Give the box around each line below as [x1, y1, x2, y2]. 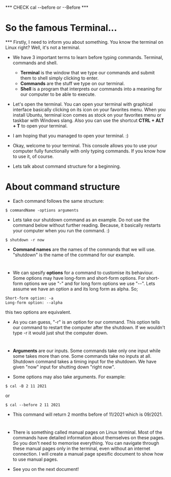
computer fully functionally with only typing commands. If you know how [12, 148, 166, 154]
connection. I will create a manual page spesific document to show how [12, 451, 164, 457]
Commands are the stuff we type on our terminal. [20, 80, 125, 86]
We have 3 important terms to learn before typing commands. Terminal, [12, 54, 163, 60]
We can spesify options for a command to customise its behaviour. [12, 270, 154, 276]
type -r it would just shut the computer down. [12, 330, 108, 336]
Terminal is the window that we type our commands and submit [20, 69, 155, 75]
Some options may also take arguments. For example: [12, 374, 126, 380]
